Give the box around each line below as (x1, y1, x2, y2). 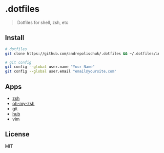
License (5, 130, 30, 138)
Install (5, 34, 24, 42)
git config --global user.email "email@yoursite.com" (5, 69, 117, 74)
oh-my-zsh (12, 100, 35, 106)
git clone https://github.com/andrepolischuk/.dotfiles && (5, 51, 128, 56)
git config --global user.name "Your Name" (5, 64, 95, 69)
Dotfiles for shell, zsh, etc (17, 19, 68, 25)
